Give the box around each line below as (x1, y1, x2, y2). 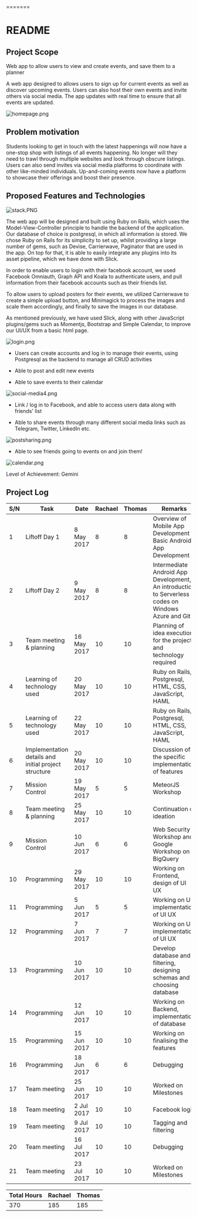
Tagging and (152, 1118, 188, 1127)
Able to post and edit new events (14, 367, 94, 374)
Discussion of (152, 745, 191, 754)
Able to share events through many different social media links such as (14, 419, 186, 426)
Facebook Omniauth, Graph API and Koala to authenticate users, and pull (6, 273, 182, 280)
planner (6, 69, 25, 76)
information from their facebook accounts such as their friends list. (6, 279, 168, 286)
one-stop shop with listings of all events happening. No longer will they (6, 149, 178, 156)
